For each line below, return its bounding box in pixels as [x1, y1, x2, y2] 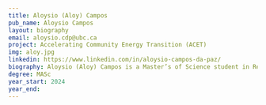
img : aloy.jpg [8, 48, 55, 56]
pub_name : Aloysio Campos [8, 19, 93, 27]
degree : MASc [8, 70, 51, 78]
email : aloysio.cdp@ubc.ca [8, 33, 97, 42]
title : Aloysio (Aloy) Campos [8, 11, 108, 20]
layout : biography [8, 26, 69, 34]
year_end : [8, 84, 41, 93]
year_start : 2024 [8, 77, 66, 85]
